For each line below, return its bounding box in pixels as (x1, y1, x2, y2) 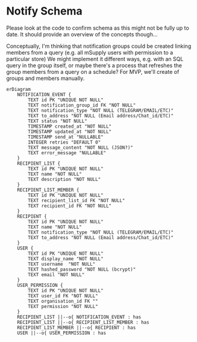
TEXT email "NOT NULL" (28, 271, 85, 278)
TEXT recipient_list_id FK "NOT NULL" (28, 197, 125, 203)
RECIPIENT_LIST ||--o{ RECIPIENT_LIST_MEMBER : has (17, 319, 149, 325)
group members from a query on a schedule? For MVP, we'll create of (6, 68, 180, 75)
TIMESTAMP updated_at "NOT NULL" (28, 128, 112, 134)
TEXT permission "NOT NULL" (28, 303, 98, 309)
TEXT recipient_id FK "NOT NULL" (28, 203, 112, 209)
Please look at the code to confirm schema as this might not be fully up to (6, 24, 190, 31)
